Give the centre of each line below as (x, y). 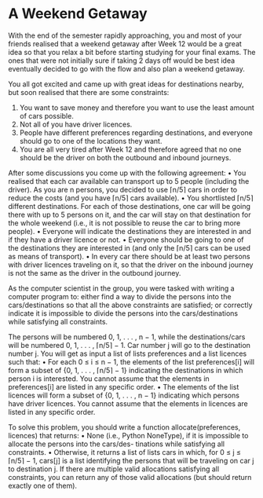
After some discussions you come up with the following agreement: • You (127, 173)
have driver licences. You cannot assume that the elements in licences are (128, 403)
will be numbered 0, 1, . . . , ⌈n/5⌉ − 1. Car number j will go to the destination (130, 345)
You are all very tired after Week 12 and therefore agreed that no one (130, 149)
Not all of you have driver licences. (76, 124)
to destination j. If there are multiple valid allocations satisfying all (114, 469)
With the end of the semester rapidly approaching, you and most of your (125, 35)
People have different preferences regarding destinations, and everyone (136, 132)
